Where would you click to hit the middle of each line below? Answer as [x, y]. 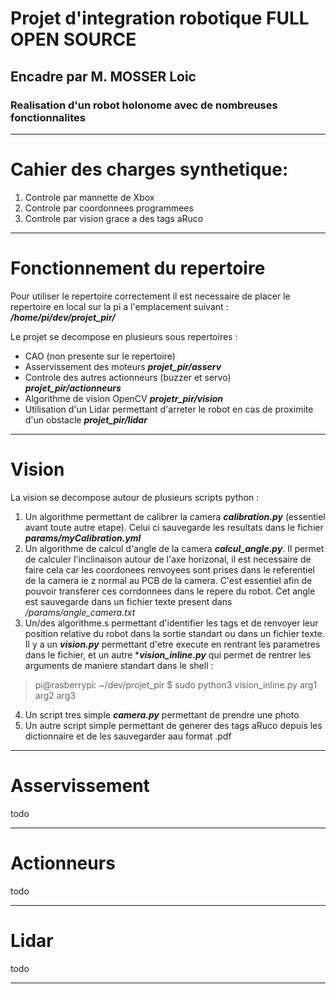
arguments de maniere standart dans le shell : [119, 665]
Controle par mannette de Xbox [89, 197]
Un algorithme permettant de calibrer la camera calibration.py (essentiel [175, 516]
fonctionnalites [48, 117]
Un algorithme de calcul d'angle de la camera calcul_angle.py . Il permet [174, 548]
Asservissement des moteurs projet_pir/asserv [123, 366]
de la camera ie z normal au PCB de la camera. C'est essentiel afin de [168, 580]
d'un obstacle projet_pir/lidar [86, 419]
